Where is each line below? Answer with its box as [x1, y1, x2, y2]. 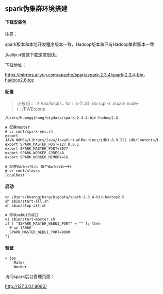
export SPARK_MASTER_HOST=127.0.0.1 [5, 142, 79, 147]
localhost [5, 173, 25, 177]
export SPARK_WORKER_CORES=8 [5, 150, 64, 155]
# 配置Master [5, 125, 30, 130]
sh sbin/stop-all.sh [5, 203, 47, 208]
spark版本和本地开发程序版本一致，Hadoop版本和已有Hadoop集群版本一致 [5, 41, 154, 47]
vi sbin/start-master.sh [5, 217, 55, 222]
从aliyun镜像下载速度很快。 [5, 52, 60, 58]
